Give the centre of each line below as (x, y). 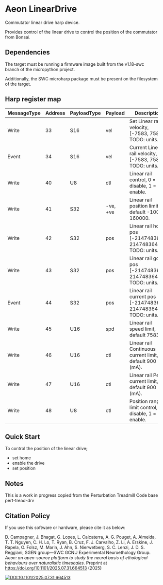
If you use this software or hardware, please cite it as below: (65, 528)
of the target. (18, 84)
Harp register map (33, 99)
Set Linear (141, 121)
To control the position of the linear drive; (46, 449)
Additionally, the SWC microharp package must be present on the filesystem (81, 78)
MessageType (24, 113)
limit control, (143, 407)
